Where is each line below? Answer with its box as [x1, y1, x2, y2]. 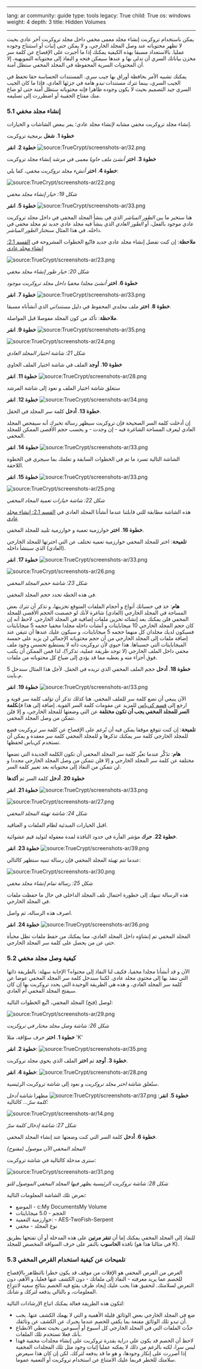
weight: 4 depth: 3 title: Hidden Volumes [7, 19, 107, 25]
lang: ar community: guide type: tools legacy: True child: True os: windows [7, 12, 191, 19]
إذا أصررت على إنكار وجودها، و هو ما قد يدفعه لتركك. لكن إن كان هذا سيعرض [15, 1349, 186, 1356]
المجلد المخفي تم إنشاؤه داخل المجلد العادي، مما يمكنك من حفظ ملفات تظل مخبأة [7, 933, 191, 940]
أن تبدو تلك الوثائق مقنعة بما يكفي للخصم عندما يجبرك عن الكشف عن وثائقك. [15, 1317, 188, 1325]
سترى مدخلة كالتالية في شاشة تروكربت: [7, 1156, 97, 1163]
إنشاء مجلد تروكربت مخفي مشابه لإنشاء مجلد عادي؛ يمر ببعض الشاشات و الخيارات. [7, 121, 192, 128]
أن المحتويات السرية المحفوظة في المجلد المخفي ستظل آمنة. [7, 61, 144, 68]
